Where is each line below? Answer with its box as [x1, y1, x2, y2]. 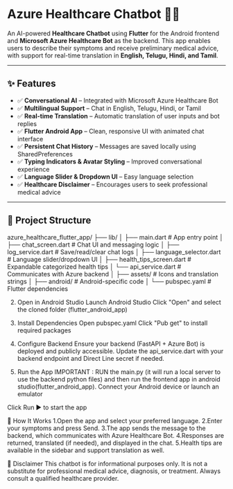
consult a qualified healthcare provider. [7, 474, 119, 482]
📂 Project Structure [7, 215, 92, 226]
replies [17, 119, 37, 127]
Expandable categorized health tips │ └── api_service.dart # [7, 263, 182, 271]
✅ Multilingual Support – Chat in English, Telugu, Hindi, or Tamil [17, 104, 201, 112]
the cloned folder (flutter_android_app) [17, 305, 128, 314]
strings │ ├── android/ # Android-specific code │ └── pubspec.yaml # [7, 277, 212, 285]
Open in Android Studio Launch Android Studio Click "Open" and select [17, 298, 222, 306]
